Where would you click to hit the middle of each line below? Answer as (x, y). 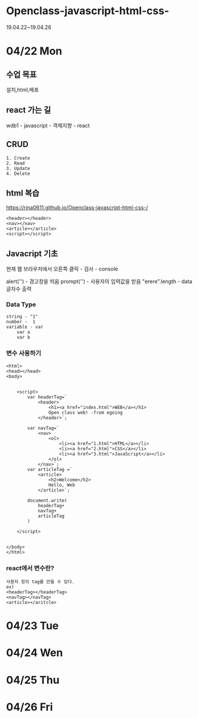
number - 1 (21, 322)
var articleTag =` (50, 469)
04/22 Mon (34, 51)
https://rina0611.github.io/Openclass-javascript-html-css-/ (77, 207)
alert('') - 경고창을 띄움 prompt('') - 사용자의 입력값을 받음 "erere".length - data (99, 281)
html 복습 (23, 193)
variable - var (25, 327)
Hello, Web (62, 485)
